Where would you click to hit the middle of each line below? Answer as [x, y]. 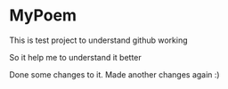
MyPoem [43, 16]
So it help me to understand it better [76, 57]
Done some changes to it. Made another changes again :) [114, 74]
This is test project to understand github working [98, 40]
